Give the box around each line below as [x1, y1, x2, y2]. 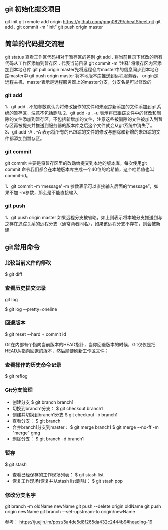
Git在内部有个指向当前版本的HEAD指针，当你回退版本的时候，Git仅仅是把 [5, 341, 156, 347]
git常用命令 [5, 243, 40, 251]
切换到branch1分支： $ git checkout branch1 [12, 406, 103, 412]
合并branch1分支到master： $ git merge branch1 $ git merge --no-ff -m [12, 424, 159, 430]
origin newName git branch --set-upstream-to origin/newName [5, 508, 136, 514]
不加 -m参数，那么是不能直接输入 [9, 190, 78, 196]
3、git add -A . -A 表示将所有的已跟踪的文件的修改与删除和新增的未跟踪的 [5, 128, 156, 135]
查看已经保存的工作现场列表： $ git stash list [12, 471, 104, 478]
